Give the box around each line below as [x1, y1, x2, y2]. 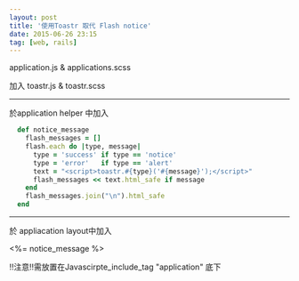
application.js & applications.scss [9, 62, 132, 73]
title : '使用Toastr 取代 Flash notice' [9, 21, 152, 30]
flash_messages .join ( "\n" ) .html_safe [25, 192, 166, 201]
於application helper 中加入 [9, 108, 109, 118]
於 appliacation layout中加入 [9, 226, 113, 236]
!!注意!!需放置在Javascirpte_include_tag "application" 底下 [9, 261, 222, 272]
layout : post [9, 12, 58, 22]
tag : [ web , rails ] [9, 37, 77, 47]
